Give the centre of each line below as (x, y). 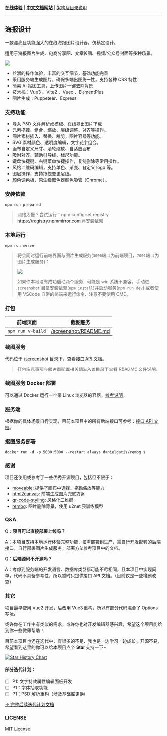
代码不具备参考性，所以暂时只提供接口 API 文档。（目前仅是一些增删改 (85, 575)
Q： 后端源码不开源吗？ (29, 558)
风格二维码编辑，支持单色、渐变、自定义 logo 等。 (64, 168)
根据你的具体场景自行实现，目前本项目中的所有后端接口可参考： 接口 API (79, 421)
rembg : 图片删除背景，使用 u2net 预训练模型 (58, 506)
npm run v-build (27, 331)
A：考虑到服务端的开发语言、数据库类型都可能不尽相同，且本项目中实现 (79, 569)
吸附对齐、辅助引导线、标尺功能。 (47, 155)
